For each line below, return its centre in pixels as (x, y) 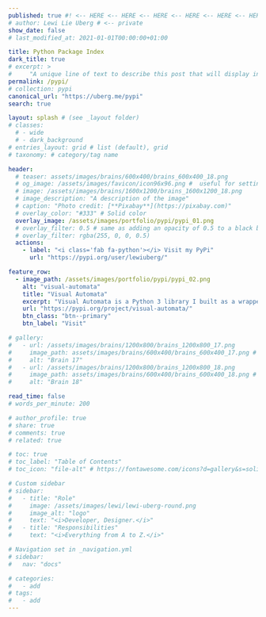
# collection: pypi (40, 89)
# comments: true (37, 433)
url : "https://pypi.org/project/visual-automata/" (108, 309)
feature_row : (30, 272)
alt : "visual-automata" (62, 286)
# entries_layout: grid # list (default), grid (88, 148)
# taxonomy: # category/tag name (63, 155)
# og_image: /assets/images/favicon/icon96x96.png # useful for (125, 184)
